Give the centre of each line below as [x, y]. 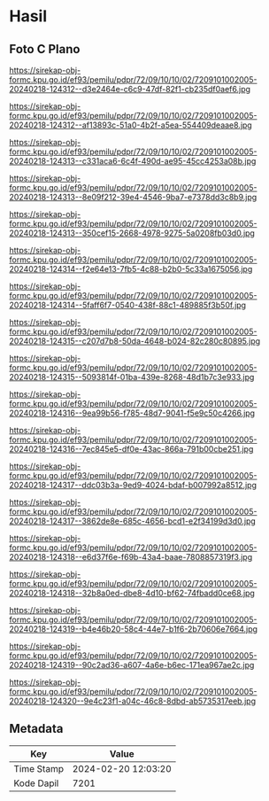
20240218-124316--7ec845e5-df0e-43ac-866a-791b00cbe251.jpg [131, 449]
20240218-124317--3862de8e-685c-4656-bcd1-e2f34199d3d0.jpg [133, 521]
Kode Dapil [36, 783]
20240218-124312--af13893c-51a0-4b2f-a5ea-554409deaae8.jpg [131, 125]
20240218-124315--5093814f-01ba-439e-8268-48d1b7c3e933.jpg [132, 377]
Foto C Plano [45, 49]
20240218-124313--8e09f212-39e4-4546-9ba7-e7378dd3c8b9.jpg [133, 197]
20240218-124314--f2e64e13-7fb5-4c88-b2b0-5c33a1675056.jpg [131, 269]
